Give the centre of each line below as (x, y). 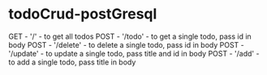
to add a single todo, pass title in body (72, 62)
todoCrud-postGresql (83, 14)
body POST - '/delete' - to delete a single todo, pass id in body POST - (127, 44)
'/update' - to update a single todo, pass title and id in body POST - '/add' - (134, 53)
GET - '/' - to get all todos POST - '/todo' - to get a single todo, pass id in (130, 36)
